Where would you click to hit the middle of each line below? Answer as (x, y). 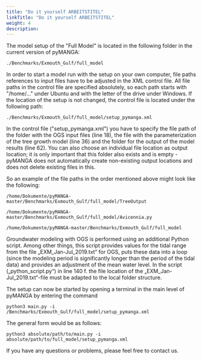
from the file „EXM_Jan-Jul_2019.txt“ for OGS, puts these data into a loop (97, 252)
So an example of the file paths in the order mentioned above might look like (101, 179)
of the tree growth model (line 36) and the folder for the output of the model (100, 142)
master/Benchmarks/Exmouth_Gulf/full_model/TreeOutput (77, 202)
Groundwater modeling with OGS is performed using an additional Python (98, 239)
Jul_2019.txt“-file (27, 277)
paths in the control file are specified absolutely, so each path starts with (96, 87)
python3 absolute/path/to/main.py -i (54, 334)
